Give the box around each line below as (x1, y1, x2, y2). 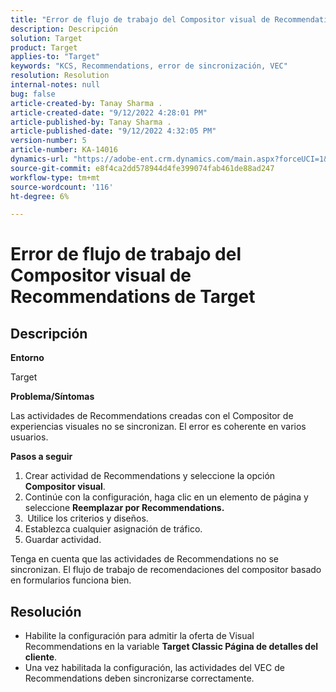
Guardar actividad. (24, 534, 102, 546)
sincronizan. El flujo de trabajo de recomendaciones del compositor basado (10, 564, 322, 576)
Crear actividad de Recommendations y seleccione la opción (24, 470, 276, 482)
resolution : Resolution (10, 71, 110, 81)
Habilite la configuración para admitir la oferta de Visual (24, 630, 255, 642)
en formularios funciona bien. (10, 574, 132, 586)
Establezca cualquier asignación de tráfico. (24, 523, 203, 535)
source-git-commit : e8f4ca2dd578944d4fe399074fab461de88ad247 (10, 163, 275, 173)
